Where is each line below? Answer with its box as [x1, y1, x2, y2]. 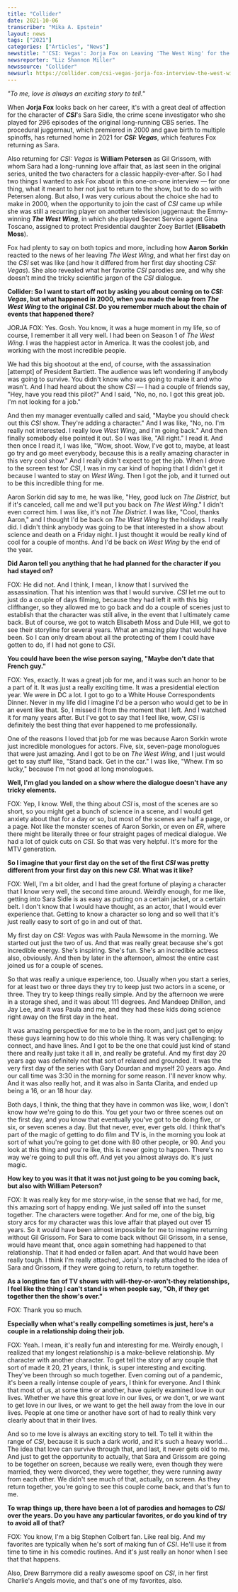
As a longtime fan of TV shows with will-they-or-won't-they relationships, [7, 1277, 230, 1285]
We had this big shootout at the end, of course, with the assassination [7, 359, 211, 368]
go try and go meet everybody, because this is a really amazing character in [7, 448, 229, 457]
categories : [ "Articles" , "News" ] [7, 43, 110, 50]
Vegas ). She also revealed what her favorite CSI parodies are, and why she [7, 266, 226, 274]
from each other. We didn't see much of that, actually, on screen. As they [7, 1474, 221, 1483]
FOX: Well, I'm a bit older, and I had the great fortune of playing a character [7, 879, 227, 888]
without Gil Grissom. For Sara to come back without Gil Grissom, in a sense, [7, 1233, 228, 1241]
